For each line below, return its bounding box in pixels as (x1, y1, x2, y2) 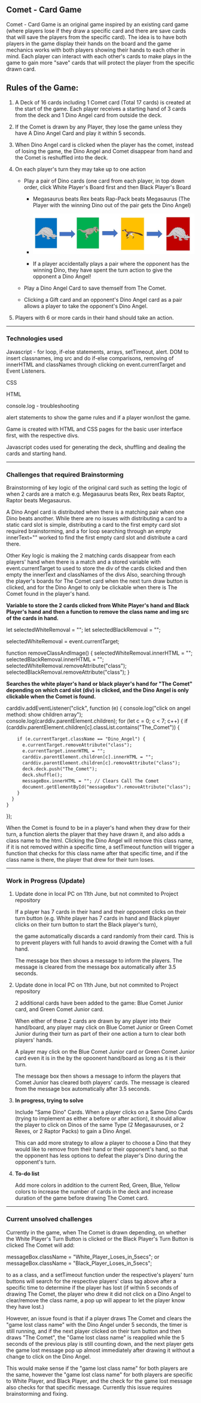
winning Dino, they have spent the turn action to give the (32, 266, 172, 274)
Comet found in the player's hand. (6, 590, 90, 598)
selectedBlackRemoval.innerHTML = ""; (6, 656, 104, 663)
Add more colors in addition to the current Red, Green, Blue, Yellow (14, 1182, 181, 1189)
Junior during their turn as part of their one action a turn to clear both (14, 1030, 186, 1038)
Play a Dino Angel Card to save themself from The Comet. (23, 284, 166, 292)
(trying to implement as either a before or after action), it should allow (14, 1115, 187, 1122)
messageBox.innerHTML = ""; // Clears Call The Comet (22, 778, 160, 784)
